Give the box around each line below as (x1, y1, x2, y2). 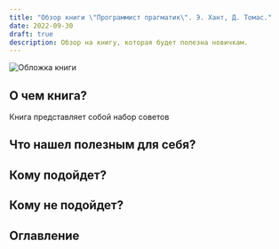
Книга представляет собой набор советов (9, 112, 170, 123)
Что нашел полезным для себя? (9, 137, 196, 152)
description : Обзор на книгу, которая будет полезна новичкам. (9, 37, 249, 47)
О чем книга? (9, 88, 87, 103)
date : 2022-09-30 (9, 21, 74, 30)
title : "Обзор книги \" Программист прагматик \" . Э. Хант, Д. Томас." (9, 12, 273, 22)
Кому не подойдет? (9, 197, 124, 213)
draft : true (9, 29, 53, 38)
